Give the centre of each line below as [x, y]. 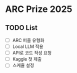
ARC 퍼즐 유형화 [28, 40]
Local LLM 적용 [28, 46]
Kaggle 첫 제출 [27, 59]
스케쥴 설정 [23, 65]
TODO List [21, 28]
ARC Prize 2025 [39, 9]
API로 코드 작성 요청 [32, 53]
